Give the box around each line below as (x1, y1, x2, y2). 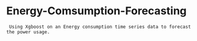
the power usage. (6, 29, 50, 35)
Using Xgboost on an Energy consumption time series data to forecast (8, 24, 191, 30)
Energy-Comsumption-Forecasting (6, 4, 187, 18)
